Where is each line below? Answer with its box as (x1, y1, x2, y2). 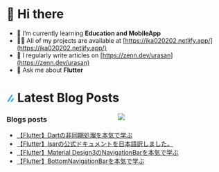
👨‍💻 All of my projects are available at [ (16, 36, 125, 44)
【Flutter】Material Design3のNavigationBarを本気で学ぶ (16, 149, 179, 157)
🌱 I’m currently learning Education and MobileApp (16, 29, 161, 37)
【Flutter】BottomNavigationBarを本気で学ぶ (16, 157, 145, 165)
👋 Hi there (6, 6, 64, 22)
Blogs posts (6, 115, 48, 124)
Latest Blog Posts (17, 90, 120, 106)
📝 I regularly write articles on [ (16, 51, 103, 59)
